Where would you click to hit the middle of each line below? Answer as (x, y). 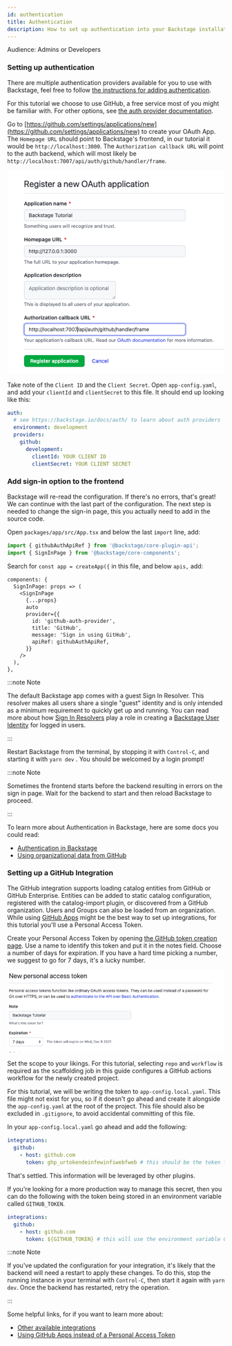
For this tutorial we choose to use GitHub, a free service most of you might (113, 103)
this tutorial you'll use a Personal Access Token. (75, 925)
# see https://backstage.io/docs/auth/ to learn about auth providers (117, 420)
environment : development (51, 427)
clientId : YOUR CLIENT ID (69, 456)
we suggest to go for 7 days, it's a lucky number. (77, 960)
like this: (19, 399)
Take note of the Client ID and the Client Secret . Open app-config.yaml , (112, 385)
